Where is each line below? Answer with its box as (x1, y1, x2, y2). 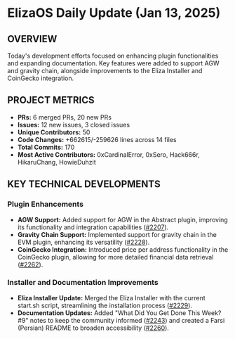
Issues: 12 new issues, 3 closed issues (17, 120, 130, 129)
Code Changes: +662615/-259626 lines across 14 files (17, 135, 177, 143)
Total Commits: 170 (17, 143, 75, 151)
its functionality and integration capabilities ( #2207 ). (17, 223, 169, 231)
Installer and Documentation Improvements (7, 278, 159, 288)
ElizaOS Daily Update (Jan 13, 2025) (7, 5, 221, 21)
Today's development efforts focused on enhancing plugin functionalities (7, 51, 219, 60)
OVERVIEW (7, 33, 58, 45)
